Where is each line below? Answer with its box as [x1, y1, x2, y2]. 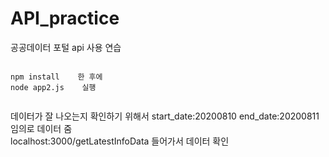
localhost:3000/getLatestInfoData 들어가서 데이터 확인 [10, 135, 230, 147]
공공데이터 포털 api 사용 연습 [10, 41, 122, 53]
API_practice [10, 7, 120, 30]
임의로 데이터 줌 [10, 122, 73, 134]
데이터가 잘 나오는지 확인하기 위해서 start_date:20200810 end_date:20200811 [10, 110, 320, 122]
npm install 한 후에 [10, 72, 103, 82]
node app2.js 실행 [10, 82, 97, 92]
